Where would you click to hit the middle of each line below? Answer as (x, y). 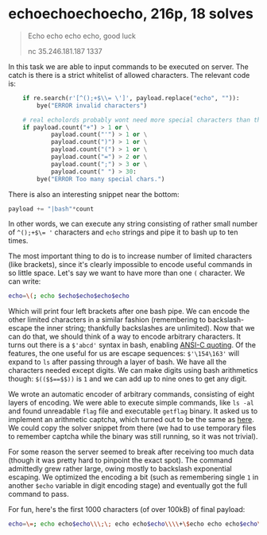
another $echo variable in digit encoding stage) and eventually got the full (128, 486)
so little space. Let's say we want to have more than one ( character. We (127, 273)
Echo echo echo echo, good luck (82, 36)
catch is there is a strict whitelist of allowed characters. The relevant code (129, 75)
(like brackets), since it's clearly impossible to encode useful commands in (130, 265)
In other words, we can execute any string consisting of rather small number (133, 224)
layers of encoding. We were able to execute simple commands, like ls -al (131, 403)
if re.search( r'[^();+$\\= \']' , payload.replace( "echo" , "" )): (131, 98)
